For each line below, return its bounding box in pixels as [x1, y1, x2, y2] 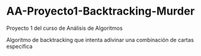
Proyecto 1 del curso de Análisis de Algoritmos [6, 24, 123, 32]
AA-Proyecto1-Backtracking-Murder [6, 4, 195, 18]
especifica [6, 43, 33, 50]
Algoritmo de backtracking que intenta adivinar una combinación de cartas [6, 36, 194, 43]
